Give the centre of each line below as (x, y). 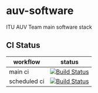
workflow (27, 61)
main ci (19, 71)
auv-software (40, 11)
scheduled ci (27, 81)
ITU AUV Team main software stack (49, 27)
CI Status (23, 45)
